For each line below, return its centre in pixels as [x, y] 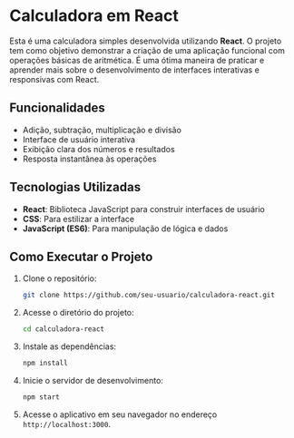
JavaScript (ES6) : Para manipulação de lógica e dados [125, 229]
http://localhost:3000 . [67, 423]
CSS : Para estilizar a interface [78, 219]
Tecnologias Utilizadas [75, 187]
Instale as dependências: [69, 346]
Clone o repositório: [59, 278]
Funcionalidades [58, 108]
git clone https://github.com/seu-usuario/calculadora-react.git [148, 296]
